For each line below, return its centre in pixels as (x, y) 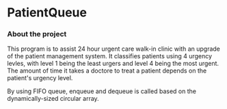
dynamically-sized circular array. (53, 99)
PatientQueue (47, 13)
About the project (37, 34)
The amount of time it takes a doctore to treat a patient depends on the (107, 71)
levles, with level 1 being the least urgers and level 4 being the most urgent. (113, 64)
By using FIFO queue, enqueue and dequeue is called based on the (102, 91)
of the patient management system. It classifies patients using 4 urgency (110, 56)
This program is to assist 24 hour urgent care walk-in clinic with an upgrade (114, 49)
